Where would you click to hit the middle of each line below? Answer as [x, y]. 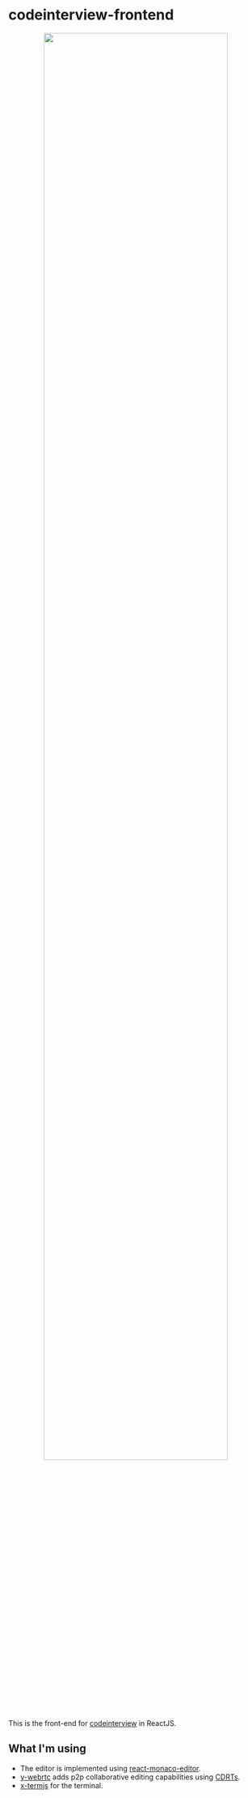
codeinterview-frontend [91, 15]
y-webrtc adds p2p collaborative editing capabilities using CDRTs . [130, 1777]
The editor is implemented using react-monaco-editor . [110, 1768]
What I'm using [47, 1749]
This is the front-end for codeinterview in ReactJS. [92, 1723]
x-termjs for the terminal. [61, 1785]
